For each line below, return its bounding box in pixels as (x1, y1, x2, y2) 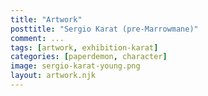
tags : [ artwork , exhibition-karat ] (10, 42, 159, 53)
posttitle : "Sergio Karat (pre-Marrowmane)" (10, 24, 199, 34)
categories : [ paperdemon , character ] (10, 52, 168, 62)
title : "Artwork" (10, 14, 83, 25)
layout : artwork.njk (10, 71, 97, 81)
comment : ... (10, 33, 65, 43)
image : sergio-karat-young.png (10, 61, 141, 71)
